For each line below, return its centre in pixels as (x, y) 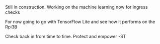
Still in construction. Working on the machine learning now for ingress (77, 7)
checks (13, 12)
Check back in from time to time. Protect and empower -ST (66, 36)
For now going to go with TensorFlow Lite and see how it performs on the (80, 22)
